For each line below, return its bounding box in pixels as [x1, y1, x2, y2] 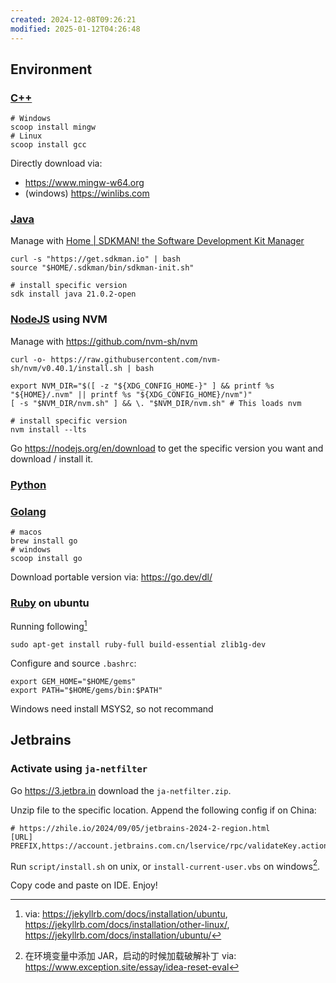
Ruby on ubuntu [10, 596, 90, 610]
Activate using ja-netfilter [10, 762, 148, 776]
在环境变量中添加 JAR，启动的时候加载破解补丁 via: [24, 950, 237, 962]
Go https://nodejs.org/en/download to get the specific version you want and [10, 442, 324, 454]
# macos [10, 527, 43, 537]
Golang [10, 504, 47, 518]
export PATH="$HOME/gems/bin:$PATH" [10, 685, 163, 695]
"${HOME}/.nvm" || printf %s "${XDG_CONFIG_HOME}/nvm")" [10, 389, 253, 400]
